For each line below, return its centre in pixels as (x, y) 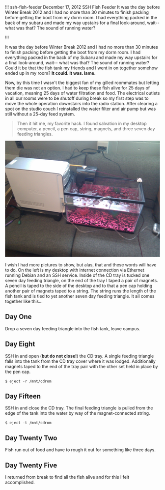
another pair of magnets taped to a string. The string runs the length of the (81, 291)
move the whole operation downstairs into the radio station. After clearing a (82, 103)
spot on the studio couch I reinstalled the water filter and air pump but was (81, 109)
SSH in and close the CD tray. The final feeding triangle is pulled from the (79, 408)
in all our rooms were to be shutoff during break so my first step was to (77, 98)
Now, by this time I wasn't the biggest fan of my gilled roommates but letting (82, 83)
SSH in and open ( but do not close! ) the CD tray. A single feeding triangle (80, 356)
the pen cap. (18, 372)
